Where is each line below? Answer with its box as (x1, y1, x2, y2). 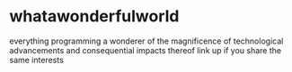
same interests (9, 54, 65, 65)
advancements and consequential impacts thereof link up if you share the (9, 44, 281, 55)
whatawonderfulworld (9, 6, 180, 27)
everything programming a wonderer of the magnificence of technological (9, 36, 284, 46)
